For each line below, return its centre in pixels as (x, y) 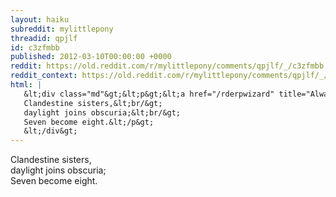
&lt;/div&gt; (50, 131)
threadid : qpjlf (44, 38)
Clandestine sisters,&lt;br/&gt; (93, 103)
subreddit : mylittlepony (62, 29)
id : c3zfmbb (35, 47)
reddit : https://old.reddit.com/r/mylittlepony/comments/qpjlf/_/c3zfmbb (167, 66)
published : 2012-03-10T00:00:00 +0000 (91, 57)
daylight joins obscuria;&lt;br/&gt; (102, 112)
